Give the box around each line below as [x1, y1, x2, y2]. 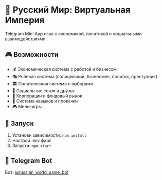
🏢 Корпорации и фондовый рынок [12, 93, 83, 98]
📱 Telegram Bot [5, 156, 53, 164]
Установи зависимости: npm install [12, 132, 87, 138]
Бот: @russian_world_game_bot [5, 169, 69, 175]
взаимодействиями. [5, 36, 47, 42]
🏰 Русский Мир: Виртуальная [5, 4, 130, 16]
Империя [5, 15, 45, 26]
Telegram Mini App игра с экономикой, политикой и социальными [5, 31, 142, 36]
